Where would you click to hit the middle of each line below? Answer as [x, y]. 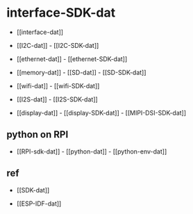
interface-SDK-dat [61, 13]
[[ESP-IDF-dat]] [39, 204]
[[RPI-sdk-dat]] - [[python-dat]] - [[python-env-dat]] [92, 151]
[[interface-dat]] [40, 32]
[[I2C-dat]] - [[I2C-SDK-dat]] [58, 45]
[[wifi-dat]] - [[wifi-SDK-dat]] [58, 85]
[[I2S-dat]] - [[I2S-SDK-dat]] [57, 99]
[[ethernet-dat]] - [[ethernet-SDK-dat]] [72, 59]
